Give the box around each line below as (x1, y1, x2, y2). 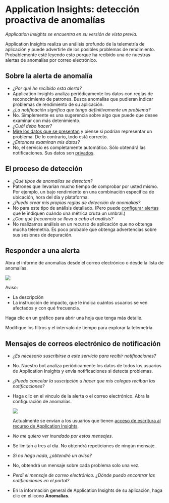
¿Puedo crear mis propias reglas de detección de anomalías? (12, 199, 141, 206)
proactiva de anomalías (5, 14, 105, 26)
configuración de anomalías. (12, 399, 72, 405)
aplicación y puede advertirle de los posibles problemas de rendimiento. (5, 46, 155, 52)
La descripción (12, 294, 44, 300)
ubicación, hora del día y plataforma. (12, 194, 89, 200)
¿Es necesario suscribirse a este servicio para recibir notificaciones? (12, 353, 156, 359)
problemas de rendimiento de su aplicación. (12, 101, 104, 107)
